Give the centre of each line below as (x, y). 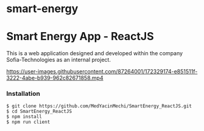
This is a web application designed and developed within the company (95, 53)
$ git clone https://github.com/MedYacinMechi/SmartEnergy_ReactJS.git (99, 106)
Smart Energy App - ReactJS (80, 37)
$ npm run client (28, 122)
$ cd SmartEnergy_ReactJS (39, 112)
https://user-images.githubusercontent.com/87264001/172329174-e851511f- (102, 72)
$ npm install (24, 117)
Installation (23, 94)
